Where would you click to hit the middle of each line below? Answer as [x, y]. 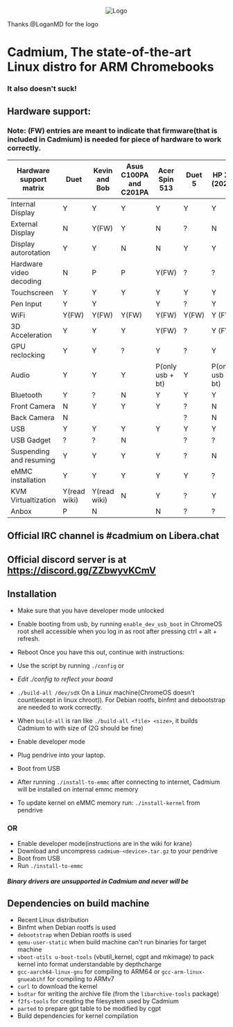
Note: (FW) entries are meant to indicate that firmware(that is [112, 131]
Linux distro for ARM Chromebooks [111, 67]
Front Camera [33, 406]
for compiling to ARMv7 [81, 979]
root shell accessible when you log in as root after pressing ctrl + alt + [117, 631]
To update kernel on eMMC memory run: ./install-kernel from [109, 803]
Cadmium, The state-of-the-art [100, 52]
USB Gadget [31, 440]
